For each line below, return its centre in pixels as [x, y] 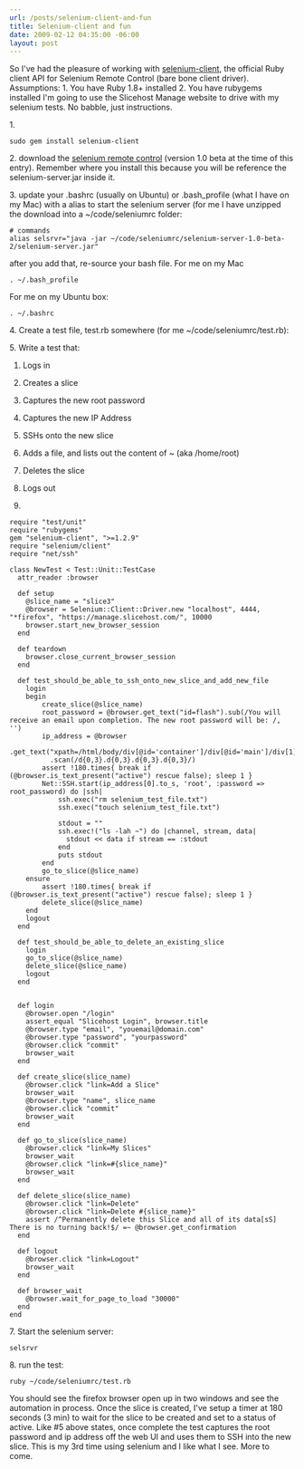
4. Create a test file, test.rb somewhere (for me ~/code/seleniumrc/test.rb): [149, 331]
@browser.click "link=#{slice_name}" [97, 1165]
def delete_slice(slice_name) [74, 1196]
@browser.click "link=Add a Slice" [93, 1085]
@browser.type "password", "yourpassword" [107, 1038]
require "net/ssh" [44, 554]
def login [36, 1006]
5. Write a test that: [45, 348]
